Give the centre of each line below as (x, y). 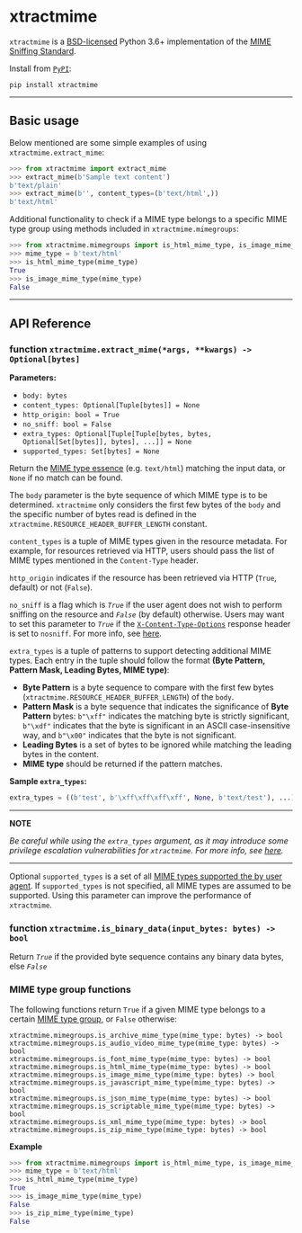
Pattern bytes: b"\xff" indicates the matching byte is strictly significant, (156, 716)
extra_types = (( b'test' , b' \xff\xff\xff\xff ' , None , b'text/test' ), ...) (152, 798)
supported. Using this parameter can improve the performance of (130, 895)
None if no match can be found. (66, 478)
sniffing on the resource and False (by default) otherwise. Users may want (147, 614)
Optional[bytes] (45, 359)
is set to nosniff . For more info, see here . (85, 634)
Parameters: (33, 378)
